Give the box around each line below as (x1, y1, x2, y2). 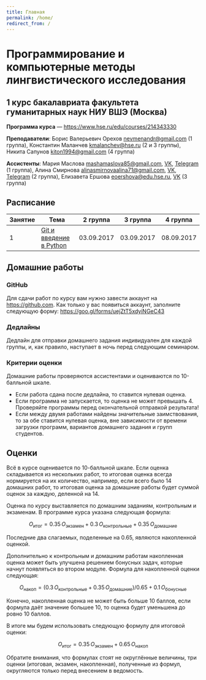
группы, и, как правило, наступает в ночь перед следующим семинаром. (6, 343, 200, 350)
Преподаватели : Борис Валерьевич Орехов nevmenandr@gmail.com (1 (6, 135, 193, 142)
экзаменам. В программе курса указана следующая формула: (6, 509, 171, 516)
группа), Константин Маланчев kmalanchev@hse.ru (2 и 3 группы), (6, 142, 181, 149)
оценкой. (6, 541, 30, 548)
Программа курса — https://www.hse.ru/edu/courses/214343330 (6, 123, 177, 131)
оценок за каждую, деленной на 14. (6, 490, 100, 498)
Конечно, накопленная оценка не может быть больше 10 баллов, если (6, 597, 191, 605)
